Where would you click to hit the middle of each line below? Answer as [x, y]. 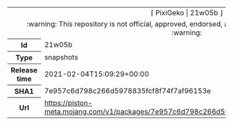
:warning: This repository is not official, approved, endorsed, [125, 24]
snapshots [61, 57]
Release [24, 70]
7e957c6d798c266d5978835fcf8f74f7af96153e [128, 91]
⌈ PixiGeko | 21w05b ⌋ [187, 13]
